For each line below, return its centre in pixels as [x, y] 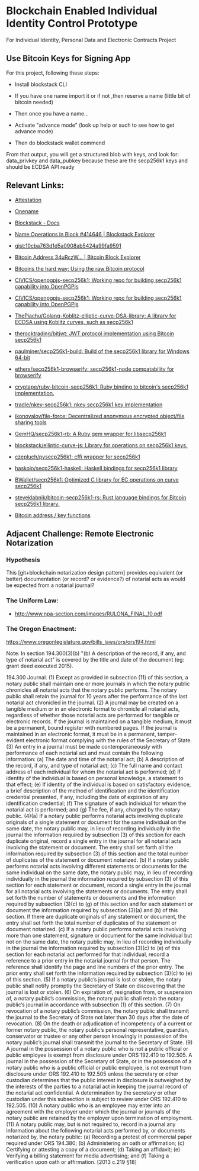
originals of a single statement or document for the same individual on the [96, 822]
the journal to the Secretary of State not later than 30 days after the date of [98, 1017]
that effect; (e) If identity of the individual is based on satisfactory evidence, [99, 784]
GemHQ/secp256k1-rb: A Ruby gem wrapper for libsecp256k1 [90, 434]
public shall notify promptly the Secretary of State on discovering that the [96, 986]
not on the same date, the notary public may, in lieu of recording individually [99, 941]
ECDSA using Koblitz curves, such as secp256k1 [74, 322]
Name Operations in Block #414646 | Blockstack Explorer [85, 234]
